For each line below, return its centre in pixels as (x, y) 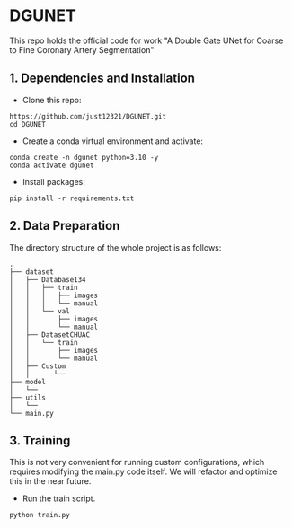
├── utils (28, 397)
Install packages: (53, 181)
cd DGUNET (28, 124)
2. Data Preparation (65, 226)
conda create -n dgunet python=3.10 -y (84, 157)
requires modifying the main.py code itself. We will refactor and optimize (143, 471)
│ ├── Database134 (48, 279)
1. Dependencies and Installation (102, 79)
